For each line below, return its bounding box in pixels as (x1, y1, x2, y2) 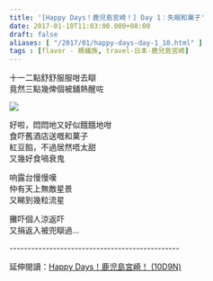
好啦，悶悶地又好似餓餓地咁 (9, 119, 112, 130)
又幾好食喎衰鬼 (9, 154, 65, 164)
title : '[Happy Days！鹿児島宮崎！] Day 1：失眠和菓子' (9, 13, 205, 22)
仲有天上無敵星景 (9, 183, 73, 194)
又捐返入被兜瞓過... (9, 225, 80, 236)
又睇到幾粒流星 (9, 195, 65, 206)
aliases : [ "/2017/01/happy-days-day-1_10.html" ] (9, 38, 203, 48)
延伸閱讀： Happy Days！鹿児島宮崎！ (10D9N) (9, 261, 182, 272)
